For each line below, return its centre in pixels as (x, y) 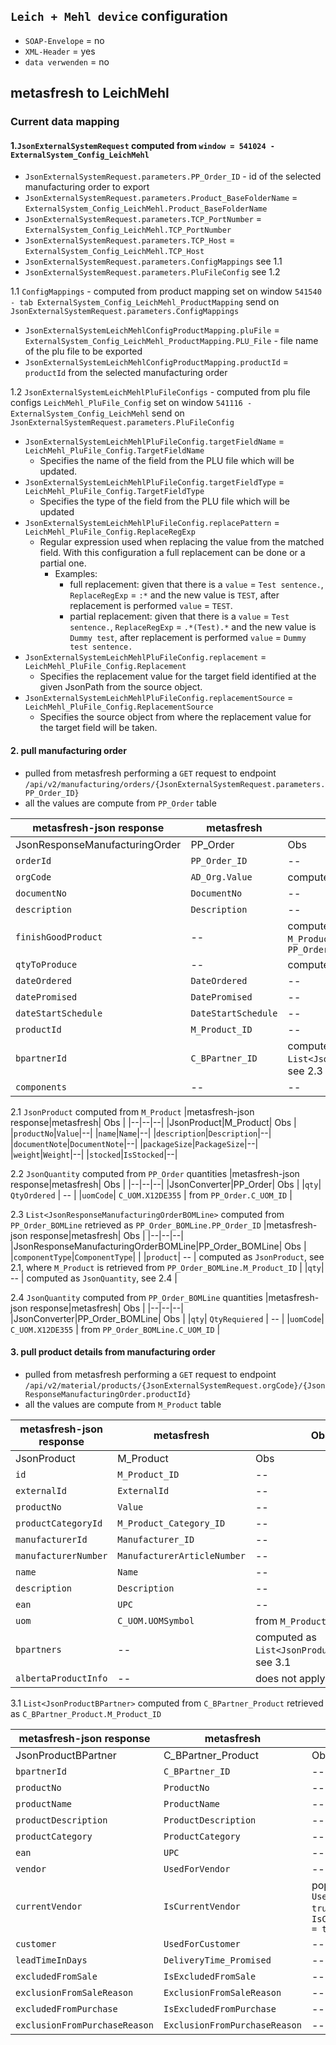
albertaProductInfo (61, 1678)
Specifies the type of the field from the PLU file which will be (164, 501)
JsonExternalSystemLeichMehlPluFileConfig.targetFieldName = (154, 441)
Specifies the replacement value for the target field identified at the (178, 676)
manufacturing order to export (87, 187)
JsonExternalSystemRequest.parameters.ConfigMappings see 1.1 (153, 261)
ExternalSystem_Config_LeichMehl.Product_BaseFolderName (146, 209)
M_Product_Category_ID (171, 1523)
